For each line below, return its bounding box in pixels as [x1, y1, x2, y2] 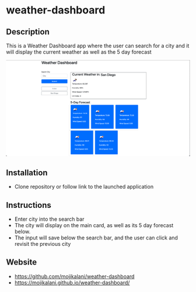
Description [6, 27, 50, 37]
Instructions [6, 200, 51, 210]
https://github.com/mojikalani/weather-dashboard [14, 273, 135, 280]
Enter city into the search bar [14, 215, 85, 223]
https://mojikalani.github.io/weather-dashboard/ [14, 279, 130, 286]
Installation [6, 168, 48, 178]
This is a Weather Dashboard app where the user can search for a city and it [6, 42, 190, 49]
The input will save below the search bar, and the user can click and [14, 234, 178, 241]
